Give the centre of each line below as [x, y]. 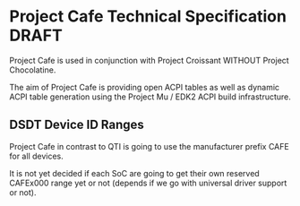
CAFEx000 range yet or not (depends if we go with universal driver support [148, 183]
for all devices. [37, 156]
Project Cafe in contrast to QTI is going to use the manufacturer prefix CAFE [149, 146]
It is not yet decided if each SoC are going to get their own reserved [134, 173]
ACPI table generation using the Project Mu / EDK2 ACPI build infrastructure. [150, 97]
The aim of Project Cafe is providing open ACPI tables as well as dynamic [145, 87]
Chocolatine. [33, 70]
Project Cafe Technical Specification [148, 17]
